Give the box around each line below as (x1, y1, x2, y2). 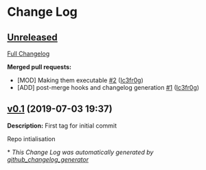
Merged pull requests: (7, 63, 72, 71)
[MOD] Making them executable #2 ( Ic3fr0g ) (16, 76, 144, 84)
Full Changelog (7, 49, 50, 58)
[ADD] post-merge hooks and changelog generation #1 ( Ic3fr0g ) (16, 84, 200, 91)
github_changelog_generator (7, 155, 89, 163)
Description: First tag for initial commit (7, 121, 117, 130)
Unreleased (7, 32, 58, 43)
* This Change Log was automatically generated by (7, 148, 154, 156)
